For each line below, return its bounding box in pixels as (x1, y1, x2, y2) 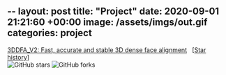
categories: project (7, 27, 92, 39)
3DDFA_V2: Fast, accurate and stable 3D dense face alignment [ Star (7, 45, 206, 54)
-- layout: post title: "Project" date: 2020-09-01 (7, 6, 220, 17)
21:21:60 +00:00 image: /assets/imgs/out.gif (7, 17, 208, 28)
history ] (7, 53, 30, 61)
